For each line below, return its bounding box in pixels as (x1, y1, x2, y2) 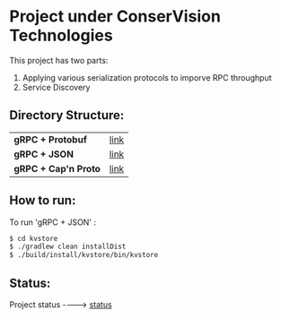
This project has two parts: (9, 55, 109, 65)
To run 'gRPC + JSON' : (9, 217, 97, 228)
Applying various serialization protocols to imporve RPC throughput (22, 72, 272, 82)
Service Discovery (22, 82, 91, 92)
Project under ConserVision (9, 6, 222, 27)
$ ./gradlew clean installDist (9, 242, 127, 252)
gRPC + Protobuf (13, 133, 87, 145)
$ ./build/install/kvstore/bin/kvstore (9, 251, 159, 260)
